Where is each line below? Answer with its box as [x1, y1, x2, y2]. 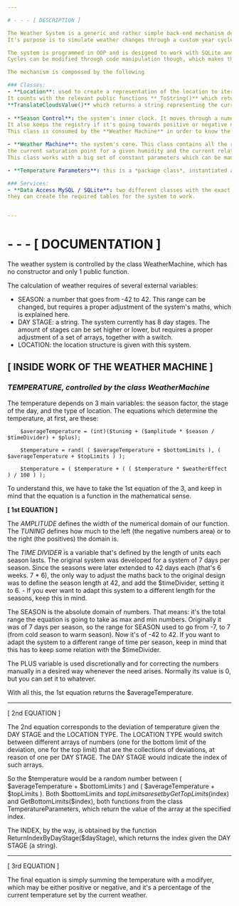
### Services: [7, 180, 50, 187]
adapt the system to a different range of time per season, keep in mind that [7, 638, 227, 646]
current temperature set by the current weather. [7, 890, 148, 899]
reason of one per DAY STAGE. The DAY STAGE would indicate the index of [7, 753, 228, 761]
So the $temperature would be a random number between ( [7, 774, 182, 783]
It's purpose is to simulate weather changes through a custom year [7, 36, 215, 44]
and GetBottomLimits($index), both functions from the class [7, 797, 184, 805]
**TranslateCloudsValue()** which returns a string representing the [7, 101, 218, 108]
